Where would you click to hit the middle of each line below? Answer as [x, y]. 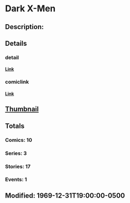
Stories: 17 [18, 167]
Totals [15, 126]
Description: [25, 27]
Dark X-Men [30, 9]
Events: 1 [16, 179]
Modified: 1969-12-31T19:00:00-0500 [65, 195]
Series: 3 [16, 153]
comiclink [17, 82]
